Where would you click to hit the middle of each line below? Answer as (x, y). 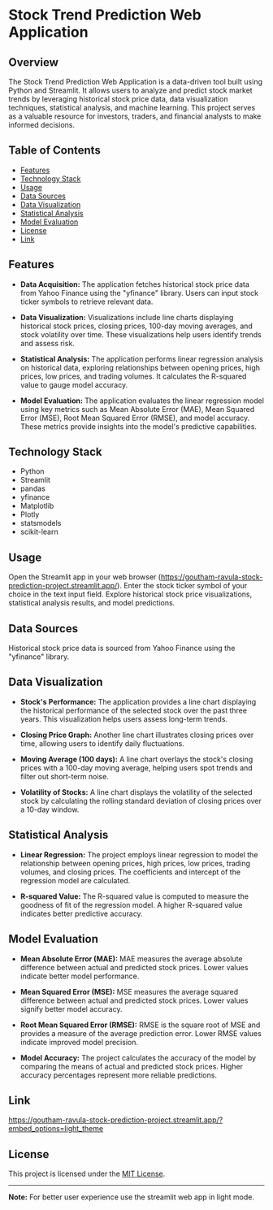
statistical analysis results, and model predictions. (92, 603)
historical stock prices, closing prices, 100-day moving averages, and (136, 326)
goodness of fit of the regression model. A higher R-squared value (131, 904)
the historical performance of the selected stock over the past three (134, 710)
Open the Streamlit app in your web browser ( (84, 577)
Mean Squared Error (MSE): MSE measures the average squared (129, 991)
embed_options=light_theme (56, 1129)
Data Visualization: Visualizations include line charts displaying (127, 317)
